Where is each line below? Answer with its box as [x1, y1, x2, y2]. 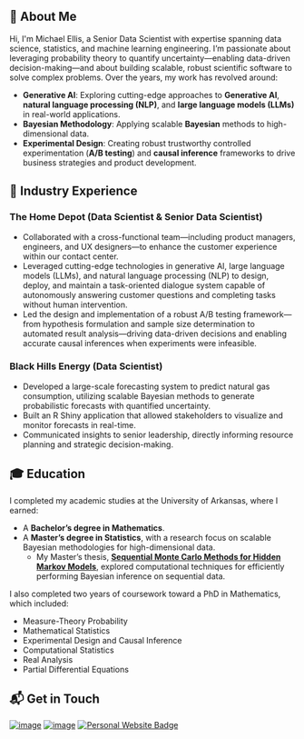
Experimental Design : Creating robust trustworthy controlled [22, 137, 251, 148]
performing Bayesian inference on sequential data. [35, 570, 226, 582]
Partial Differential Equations [22, 664, 130, 674]
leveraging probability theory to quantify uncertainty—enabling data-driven [9, 52, 290, 64]
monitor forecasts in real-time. [22, 419, 136, 430]
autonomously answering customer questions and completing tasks [22, 289, 277, 300]
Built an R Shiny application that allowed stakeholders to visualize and [22, 410, 284, 421]
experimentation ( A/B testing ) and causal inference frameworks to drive [22, 147, 296, 158]
